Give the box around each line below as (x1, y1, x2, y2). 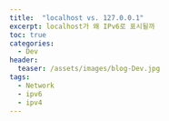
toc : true (9, 30, 47, 39)
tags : (9, 73, 30, 82)
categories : (9, 38, 55, 48)
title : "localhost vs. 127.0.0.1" (9, 13, 144, 23)
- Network (17, 81, 55, 90)
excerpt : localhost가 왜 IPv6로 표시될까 (9, 22, 155, 31)
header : (9, 55, 39, 65)
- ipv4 (17, 97, 43, 107)
